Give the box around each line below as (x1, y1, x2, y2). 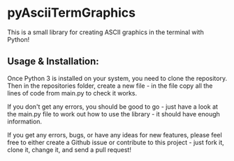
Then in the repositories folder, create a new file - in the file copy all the (7, 82, 213, 90)
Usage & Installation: (7, 56, 99, 68)
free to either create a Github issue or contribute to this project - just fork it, (7, 138, 225, 146)
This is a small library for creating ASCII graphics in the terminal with (7, 28, 204, 36)
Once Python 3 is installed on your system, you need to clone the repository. (7, 74, 228, 82)
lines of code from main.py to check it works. (7, 89, 138, 97)
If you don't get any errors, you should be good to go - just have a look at (7, 102, 219, 111)
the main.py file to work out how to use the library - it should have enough (7, 109, 220, 118)
